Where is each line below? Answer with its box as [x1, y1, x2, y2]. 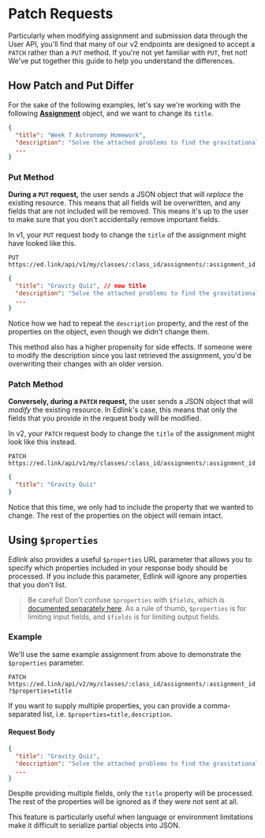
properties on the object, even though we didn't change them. [8, 327, 210, 336]
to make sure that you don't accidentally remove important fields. [8, 215, 220, 225]
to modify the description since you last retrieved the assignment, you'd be [8, 350, 252, 360]
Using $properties [8, 534, 99, 547]
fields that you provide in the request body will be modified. [8, 413, 202, 423]
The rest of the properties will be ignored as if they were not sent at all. [8, 797, 239, 806]
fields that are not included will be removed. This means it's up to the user [8, 206, 249, 216]
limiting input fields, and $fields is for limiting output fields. [27, 612, 221, 621]
